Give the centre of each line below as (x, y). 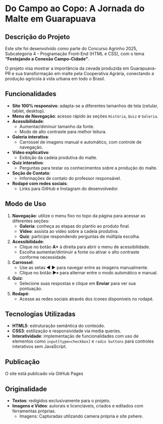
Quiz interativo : (28, 163)
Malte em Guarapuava (51, 19)
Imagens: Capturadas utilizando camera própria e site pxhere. (81, 416)
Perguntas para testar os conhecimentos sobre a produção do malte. (88, 168)
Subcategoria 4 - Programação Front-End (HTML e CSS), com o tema (75, 54)
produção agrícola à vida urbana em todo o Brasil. (55, 79)
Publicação (22, 362)
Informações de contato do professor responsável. (70, 178)
